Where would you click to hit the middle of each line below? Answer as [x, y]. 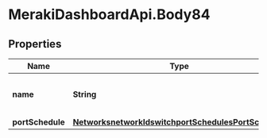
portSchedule [39, 122]
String [85, 94]
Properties [35, 44]
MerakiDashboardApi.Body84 [109, 15]
